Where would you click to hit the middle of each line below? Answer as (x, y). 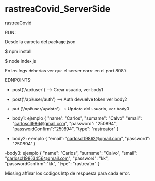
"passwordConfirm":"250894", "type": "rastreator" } (65, 129)
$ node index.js (21, 61)
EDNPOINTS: (18, 80)
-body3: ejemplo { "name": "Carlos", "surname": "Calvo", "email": (71, 153)
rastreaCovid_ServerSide (58, 9)
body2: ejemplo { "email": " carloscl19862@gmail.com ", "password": (81, 138)
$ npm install (18, 51)
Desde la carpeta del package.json (40, 42)
